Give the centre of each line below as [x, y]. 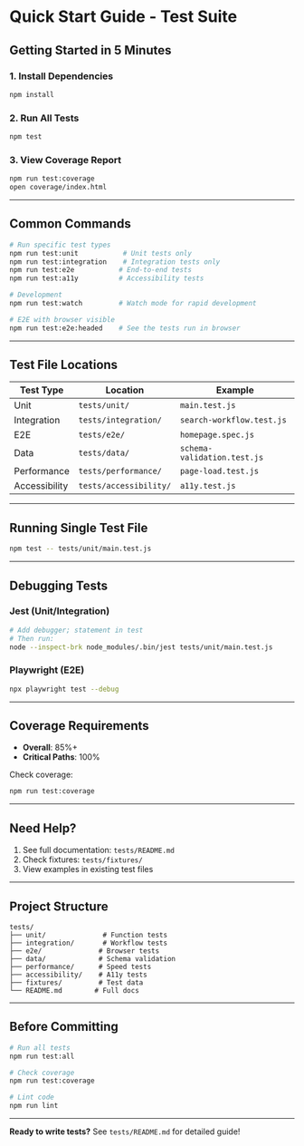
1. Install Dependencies [62, 76]
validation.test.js [222, 458]
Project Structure [59, 906]
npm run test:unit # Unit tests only [101, 253]
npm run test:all [42, 1056]
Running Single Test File [79, 528]
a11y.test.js [208, 486]
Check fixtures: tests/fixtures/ [82, 859]
